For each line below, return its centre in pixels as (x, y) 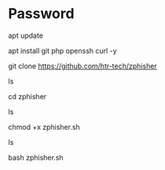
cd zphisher (27, 96)
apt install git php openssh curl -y (62, 50)
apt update (26, 35)
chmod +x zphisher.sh (44, 127)
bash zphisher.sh (36, 157)
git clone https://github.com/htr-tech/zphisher (82, 66)
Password (41, 14)
